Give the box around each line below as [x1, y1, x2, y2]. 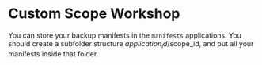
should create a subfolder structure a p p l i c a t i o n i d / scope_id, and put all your [8, 38, 254, 50]
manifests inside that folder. [8, 49, 99, 59]
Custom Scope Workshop [8, 5, 180, 23]
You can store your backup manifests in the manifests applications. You [8, 31, 241, 40]
